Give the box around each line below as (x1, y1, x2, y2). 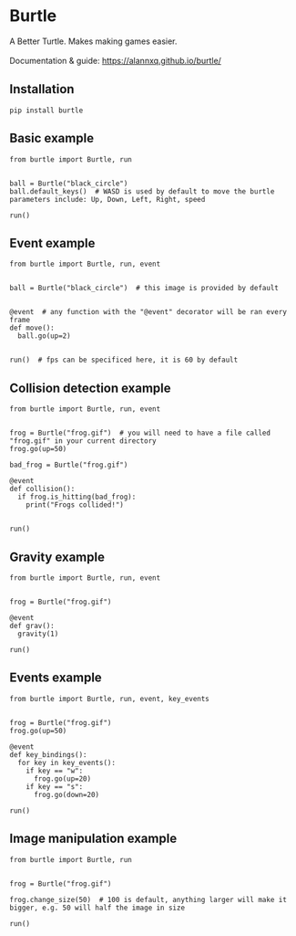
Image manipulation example (9, 831, 178, 847)
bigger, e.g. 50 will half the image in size (9, 903, 185, 912)
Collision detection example (9, 380, 171, 395)
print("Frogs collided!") (26, 500, 125, 510)
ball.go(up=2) (17, 331, 71, 341)
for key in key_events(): (17, 758, 117, 767)
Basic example (9, 131, 94, 146)
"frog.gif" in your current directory (9, 436, 157, 446)
